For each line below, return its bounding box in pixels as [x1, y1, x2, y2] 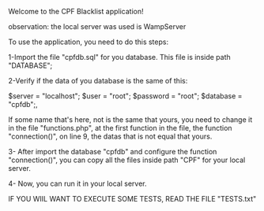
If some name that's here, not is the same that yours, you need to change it [8, 115, 253, 124]
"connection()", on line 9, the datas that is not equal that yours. [8, 131, 213, 141]
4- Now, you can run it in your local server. [8, 179, 147, 188]
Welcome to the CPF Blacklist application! [8, 7, 144, 16]
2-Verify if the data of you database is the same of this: [8, 76, 188, 85]
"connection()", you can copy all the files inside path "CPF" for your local [8, 155, 246, 165]
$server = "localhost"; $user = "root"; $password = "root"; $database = [8, 91, 243, 101]
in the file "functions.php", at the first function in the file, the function [8, 124, 232, 132]
